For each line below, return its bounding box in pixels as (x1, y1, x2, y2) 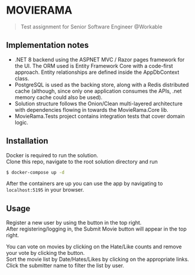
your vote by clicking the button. (6, 250, 85, 257)
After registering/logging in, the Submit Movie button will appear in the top (6, 225, 187, 232)
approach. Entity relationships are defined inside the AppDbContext (14, 69, 180, 76)
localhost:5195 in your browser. (6, 186, 84, 193)
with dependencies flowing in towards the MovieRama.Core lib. (14, 106, 168, 113)
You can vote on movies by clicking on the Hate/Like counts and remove (6, 243, 182, 250)
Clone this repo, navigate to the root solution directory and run (6, 158, 158, 165)
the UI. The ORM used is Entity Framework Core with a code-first (14, 62, 173, 69)
